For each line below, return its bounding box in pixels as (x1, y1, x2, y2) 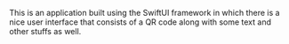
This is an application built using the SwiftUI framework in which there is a (9, 8, 280, 18)
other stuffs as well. (9, 26, 82, 36)
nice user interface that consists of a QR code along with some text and (9, 17, 272, 27)
